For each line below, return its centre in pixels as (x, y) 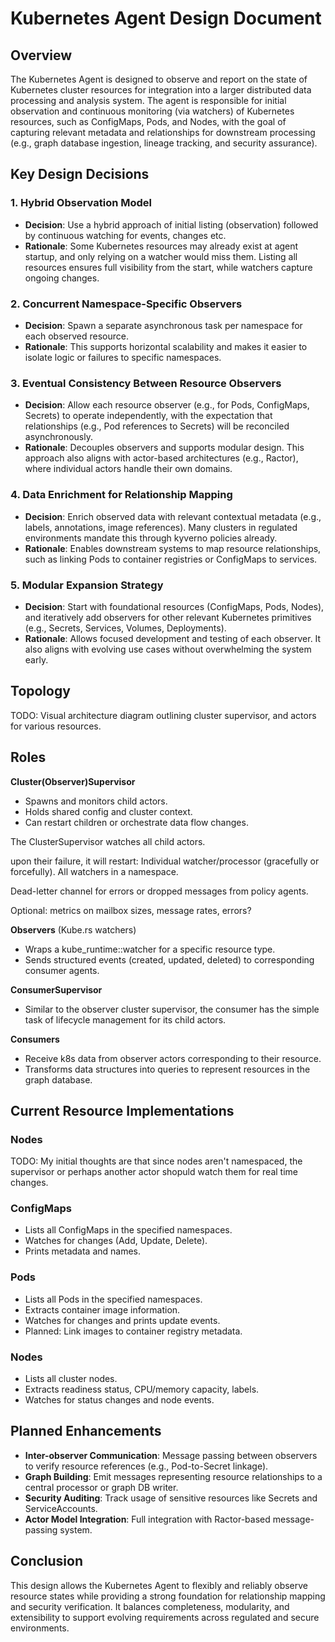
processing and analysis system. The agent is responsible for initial (148, 100)
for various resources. (56, 726)
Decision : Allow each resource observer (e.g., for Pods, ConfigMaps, (167, 405)
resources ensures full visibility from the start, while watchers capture (168, 267)
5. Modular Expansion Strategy (87, 585)
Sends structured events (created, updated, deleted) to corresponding (169, 959)
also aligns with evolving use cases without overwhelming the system (168, 649)
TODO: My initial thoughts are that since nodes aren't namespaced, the (156, 1161)
